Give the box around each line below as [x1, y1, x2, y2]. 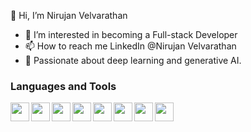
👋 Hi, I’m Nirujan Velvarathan [10, 10, 128, 21]
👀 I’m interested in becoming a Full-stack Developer [24, 29, 238, 40]
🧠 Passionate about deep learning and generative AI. [24, 55, 242, 66]
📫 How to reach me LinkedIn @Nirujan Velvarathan [24, 40, 237, 52]
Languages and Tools [10, 79, 117, 93]
